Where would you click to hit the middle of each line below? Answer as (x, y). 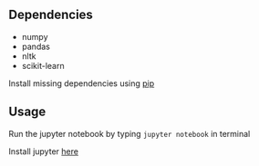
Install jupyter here (44, 151)
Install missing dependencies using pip (82, 83)
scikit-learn (43, 65)
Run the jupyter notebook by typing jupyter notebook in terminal (129, 133)
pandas (36, 46)
